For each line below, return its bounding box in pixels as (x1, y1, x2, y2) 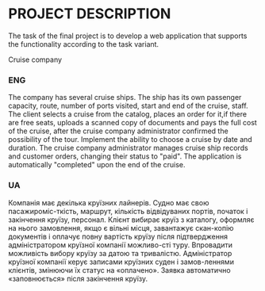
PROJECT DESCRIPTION (8, 5, 171, 23)
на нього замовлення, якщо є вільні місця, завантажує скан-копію (8, 223, 234, 232)
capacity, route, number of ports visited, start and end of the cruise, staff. (8, 101, 248, 111)
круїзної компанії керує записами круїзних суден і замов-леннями (8, 257, 234, 266)
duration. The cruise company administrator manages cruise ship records (8, 144, 248, 153)
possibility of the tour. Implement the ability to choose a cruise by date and (8, 135, 252, 144)
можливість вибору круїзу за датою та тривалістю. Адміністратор (8, 248, 232, 258)
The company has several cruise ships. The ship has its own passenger (8, 93, 242, 102)
